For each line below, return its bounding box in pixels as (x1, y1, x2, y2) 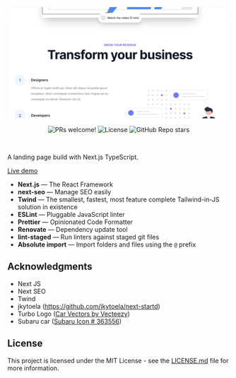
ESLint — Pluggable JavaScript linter (17, 211, 125, 218)
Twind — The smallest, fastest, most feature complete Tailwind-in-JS (17, 195, 220, 203)
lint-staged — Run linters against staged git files (17, 233, 160, 241)
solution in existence (17, 203, 78, 211)
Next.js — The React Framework (17, 180, 113, 189)
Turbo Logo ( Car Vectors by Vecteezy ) (17, 309, 131, 318)
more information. (7, 364, 59, 372)
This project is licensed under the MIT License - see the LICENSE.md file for (7, 356, 229, 365)
